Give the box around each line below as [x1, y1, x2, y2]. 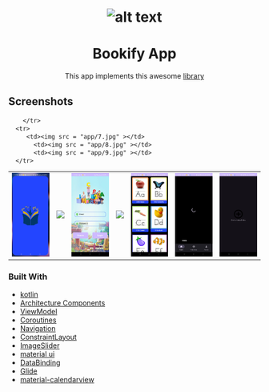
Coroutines [19, 315, 57, 325]
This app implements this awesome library [64, 71, 205, 81]
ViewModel [19, 306, 58, 316]
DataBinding [19, 358, 61, 367]
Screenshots [8, 95, 74, 108]
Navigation [19, 323, 56, 333]
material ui [19, 349, 55, 358]
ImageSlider [19, 341, 60, 350]
